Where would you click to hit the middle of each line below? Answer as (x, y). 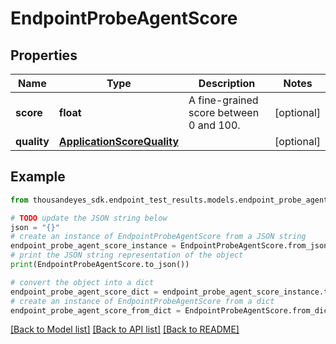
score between (224, 112)
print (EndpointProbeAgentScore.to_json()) (100, 265)
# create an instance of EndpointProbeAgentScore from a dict (142, 301)
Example (38, 177)
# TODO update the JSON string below (89, 218)
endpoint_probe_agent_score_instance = (93, 246)
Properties (44, 55)
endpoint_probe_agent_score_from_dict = (96, 310)
